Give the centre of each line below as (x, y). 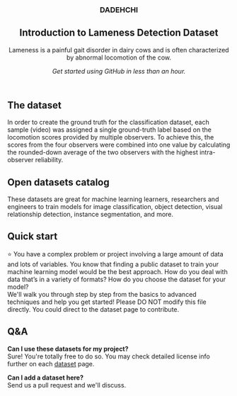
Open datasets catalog (58, 182)
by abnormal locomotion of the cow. (119, 57)
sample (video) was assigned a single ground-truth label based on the (110, 130)
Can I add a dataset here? (45, 378)
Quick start (33, 236)
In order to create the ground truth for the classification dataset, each (109, 123)
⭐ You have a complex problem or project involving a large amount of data (116, 254)
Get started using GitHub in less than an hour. (119, 71)
